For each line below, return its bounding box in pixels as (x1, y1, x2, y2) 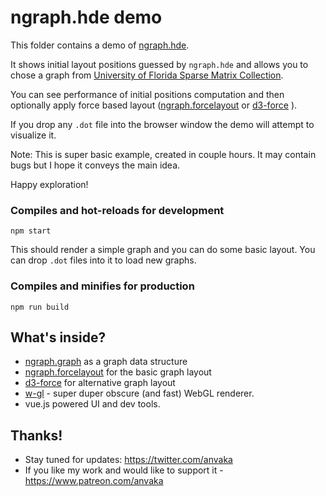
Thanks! (10, 427, 63, 444)
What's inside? (10, 329, 107, 346)
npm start (10, 226, 52, 236)
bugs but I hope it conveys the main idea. (10, 159, 181, 171)
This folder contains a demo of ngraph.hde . (10, 39, 190, 51)
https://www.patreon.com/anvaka (24, 475, 164, 487)
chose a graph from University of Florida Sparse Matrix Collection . (10, 69, 284, 81)
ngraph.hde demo (10, 6, 163, 29)
